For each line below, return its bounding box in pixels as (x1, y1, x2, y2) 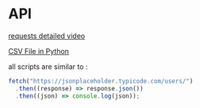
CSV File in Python (8, 46, 70, 56)
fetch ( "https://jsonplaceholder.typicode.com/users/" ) (8, 77, 194, 85)
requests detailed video (8, 31, 86, 40)
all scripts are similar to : (8, 61, 88, 71)
